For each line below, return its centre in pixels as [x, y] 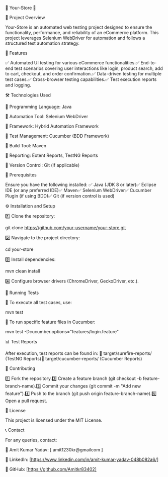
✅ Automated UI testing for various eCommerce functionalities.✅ [72, 63]
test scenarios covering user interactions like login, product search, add [89, 68]
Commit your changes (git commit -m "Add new [92, 386]
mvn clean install [23, 271]
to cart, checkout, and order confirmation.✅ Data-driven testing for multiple [83, 74]
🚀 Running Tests [22, 293]
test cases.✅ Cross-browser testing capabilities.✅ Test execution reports [81, 79]
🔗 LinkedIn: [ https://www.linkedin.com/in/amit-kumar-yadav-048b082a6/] [82, 459]
